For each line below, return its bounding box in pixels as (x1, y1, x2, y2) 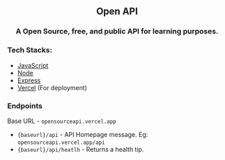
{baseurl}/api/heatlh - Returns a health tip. (17, 145, 144, 153)
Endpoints (7, 101, 43, 110)
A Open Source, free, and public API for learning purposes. (15, 27, 219, 36)
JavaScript (17, 61, 49, 69)
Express (17, 76, 41, 85)
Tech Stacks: (7, 45, 53, 55)
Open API (96, 6, 138, 17)
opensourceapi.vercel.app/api (17, 139, 106, 146)
